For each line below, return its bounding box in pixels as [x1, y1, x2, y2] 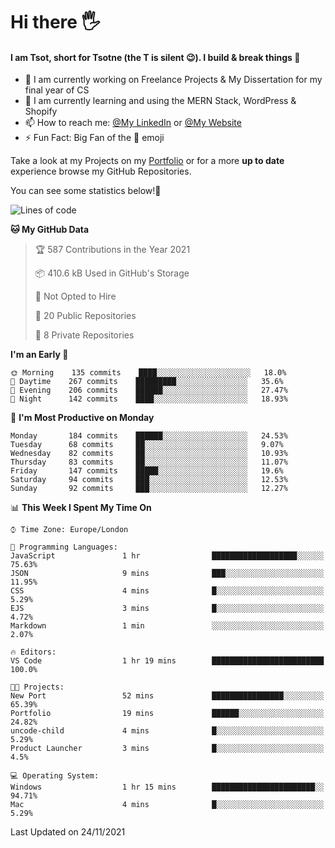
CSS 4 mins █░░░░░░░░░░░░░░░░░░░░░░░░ [10, 586, 325, 596]
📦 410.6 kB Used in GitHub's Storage [34, 267, 190, 279]
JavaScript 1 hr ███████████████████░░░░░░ [10, 551, 325, 561]
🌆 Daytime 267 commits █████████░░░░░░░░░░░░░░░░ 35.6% [10, 377, 284, 387]
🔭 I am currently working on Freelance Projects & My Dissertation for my [24, 74, 323, 86]
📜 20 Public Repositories [34, 310, 137, 322]
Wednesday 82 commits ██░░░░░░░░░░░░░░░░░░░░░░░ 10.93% [10, 449, 288, 459]
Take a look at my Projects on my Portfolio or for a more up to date [10, 155, 285, 167]
